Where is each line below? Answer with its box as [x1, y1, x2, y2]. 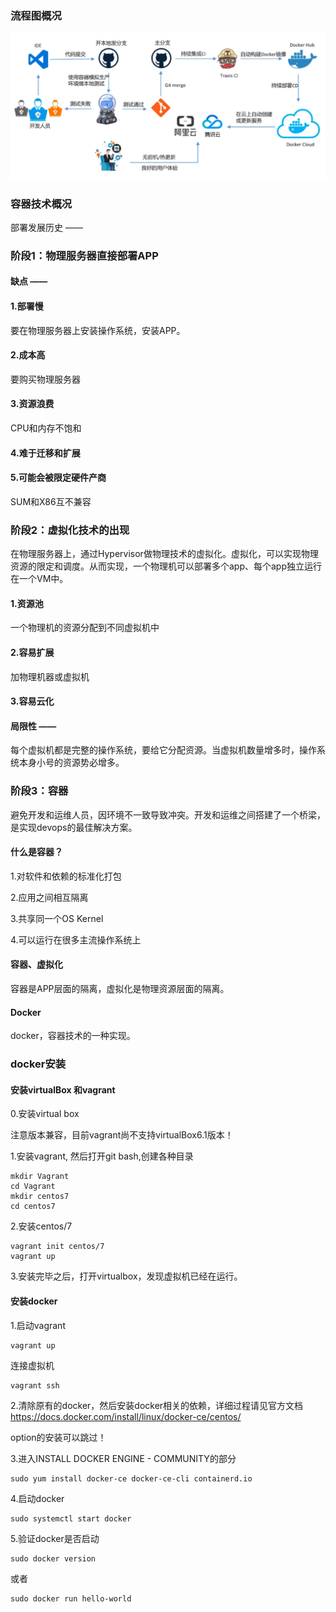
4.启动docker [10, 1492, 65, 1504]
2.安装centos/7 [10, 1220, 73, 1232]
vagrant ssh [10, 1380, 60, 1391]
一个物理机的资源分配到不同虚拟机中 [10, 622, 160, 634]
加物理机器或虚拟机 [10, 670, 90, 682]
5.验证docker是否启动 [10, 1532, 100, 1544]
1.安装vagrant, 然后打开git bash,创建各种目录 [10, 1150, 194, 1162]
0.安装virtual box [10, 1108, 80, 1120]
